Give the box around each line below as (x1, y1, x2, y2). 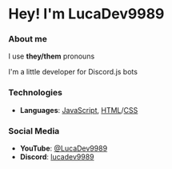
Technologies (8, 87, 62, 99)
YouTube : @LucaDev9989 (19, 143, 108, 153)
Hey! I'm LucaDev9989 (8, 5, 165, 23)
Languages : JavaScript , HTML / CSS (19, 105, 138, 115)
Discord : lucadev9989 (19, 152, 94, 162)
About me (8, 34, 48, 45)
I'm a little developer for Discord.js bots (8, 67, 138, 77)
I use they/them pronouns (8, 51, 95, 61)
